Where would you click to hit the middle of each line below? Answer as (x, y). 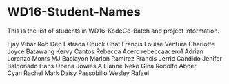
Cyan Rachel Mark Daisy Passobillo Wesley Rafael (78, 73)
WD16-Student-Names (74, 12)
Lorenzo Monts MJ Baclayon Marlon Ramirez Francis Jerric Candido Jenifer (115, 58)
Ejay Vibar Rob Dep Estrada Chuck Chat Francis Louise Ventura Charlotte (111, 44)
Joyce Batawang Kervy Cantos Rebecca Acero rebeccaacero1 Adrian (105, 51)
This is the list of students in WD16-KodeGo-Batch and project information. (113, 31)
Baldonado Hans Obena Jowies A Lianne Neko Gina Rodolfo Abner (102, 66)
